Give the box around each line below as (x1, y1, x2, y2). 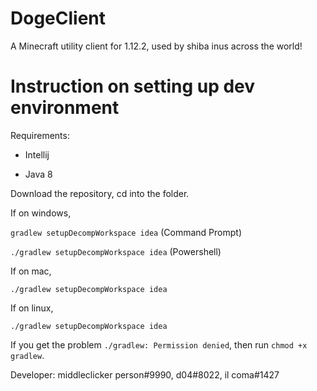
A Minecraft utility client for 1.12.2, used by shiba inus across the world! (10, 40, 303, 52)
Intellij (24, 148, 50, 161)
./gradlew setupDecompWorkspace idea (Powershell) (10, 245, 222, 257)
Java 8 (24, 168, 53, 180)
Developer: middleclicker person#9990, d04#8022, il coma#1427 (10, 368, 280, 381)
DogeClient (10, 7, 107, 30)
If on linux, (10, 302, 54, 314)
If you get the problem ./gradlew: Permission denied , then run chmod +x (10, 338, 308, 351)
